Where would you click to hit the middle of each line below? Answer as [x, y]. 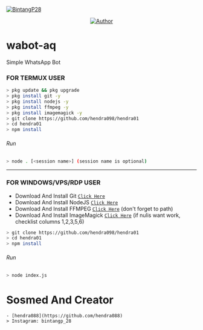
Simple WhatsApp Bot [34, 62]
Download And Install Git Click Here [60, 196]
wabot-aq [31, 46]
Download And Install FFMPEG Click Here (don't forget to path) [94, 209]
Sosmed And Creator [60, 300]
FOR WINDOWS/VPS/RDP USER [53, 183]
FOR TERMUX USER [36, 77]
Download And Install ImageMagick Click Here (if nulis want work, [98, 215]
